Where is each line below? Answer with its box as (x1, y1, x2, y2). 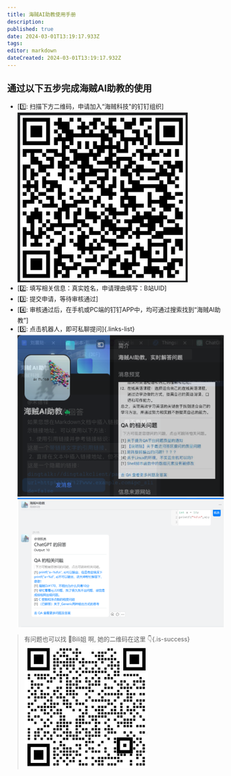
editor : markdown (7, 47, 57, 54)
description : (7, 18, 45, 25)
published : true (7, 25, 54, 32)
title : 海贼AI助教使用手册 (7, 11, 76, 18)
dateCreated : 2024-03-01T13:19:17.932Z (7, 55, 122, 62)
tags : (7, 40, 23, 47)
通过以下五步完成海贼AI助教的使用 (7, 82, 153, 94)
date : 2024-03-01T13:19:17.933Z (7, 33, 100, 40)
